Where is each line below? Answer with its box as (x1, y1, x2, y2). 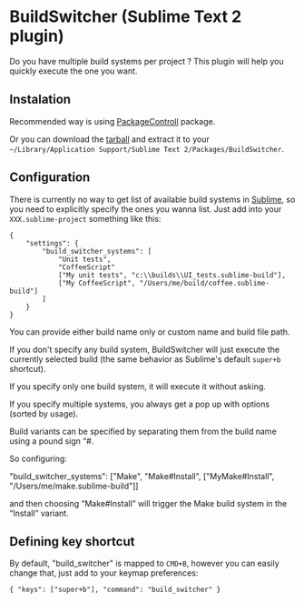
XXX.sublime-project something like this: (9, 213, 162, 224)
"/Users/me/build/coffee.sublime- (139, 278, 270, 287)
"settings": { (25, 238, 79, 247)
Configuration (9, 170, 91, 186)
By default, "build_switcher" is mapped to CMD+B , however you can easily (9, 558, 279, 569)
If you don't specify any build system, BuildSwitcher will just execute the (9, 344, 279, 355)
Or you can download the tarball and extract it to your (9, 134, 211, 145)
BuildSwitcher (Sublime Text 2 (9, 6, 242, 27)
